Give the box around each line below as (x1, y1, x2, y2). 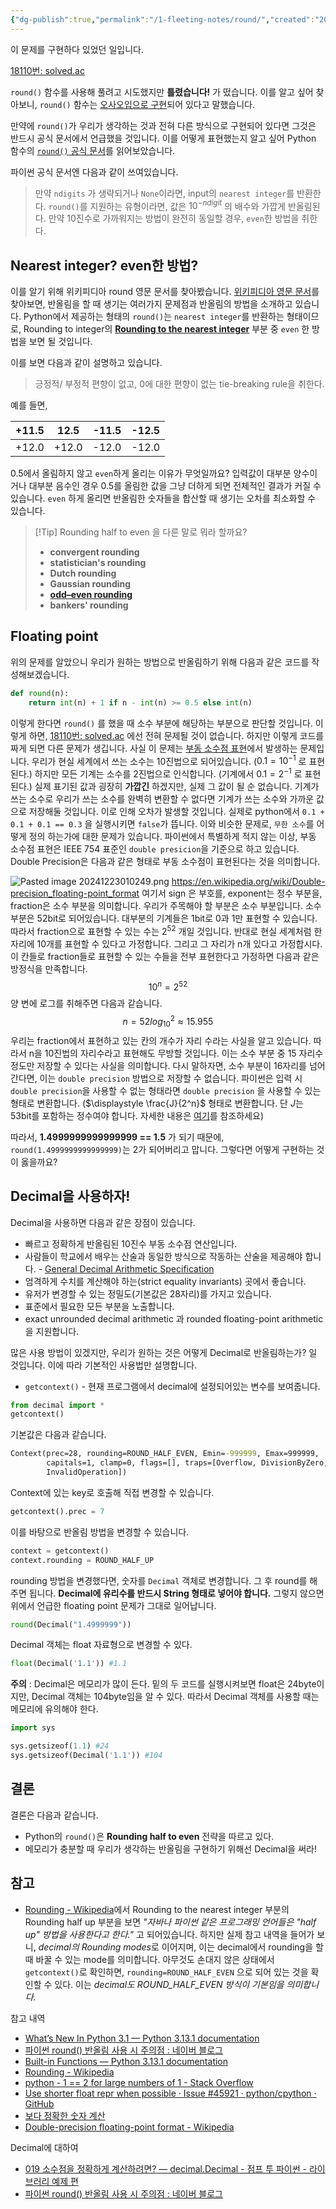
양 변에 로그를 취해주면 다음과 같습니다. (10, 997, 163, 1010)
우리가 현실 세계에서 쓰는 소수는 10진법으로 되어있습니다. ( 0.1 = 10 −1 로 (31, 753, 307, 767)
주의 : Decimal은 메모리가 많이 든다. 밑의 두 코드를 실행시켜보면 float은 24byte (10, 1678, 317, 1690)
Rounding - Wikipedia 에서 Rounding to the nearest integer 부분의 (24, 1903, 290, 1915)
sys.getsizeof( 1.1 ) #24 (10, 1741, 110, 1751)
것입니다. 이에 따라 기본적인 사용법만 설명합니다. (10, 1359, 198, 1371)
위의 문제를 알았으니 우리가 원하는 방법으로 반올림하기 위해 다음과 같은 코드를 (10, 656, 310, 668)
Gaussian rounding (49, 578, 132, 590)
